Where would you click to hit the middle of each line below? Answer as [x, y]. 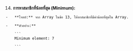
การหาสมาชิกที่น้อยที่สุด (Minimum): [44, 8]
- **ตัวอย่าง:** [21, 26]
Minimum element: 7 [34, 38]
